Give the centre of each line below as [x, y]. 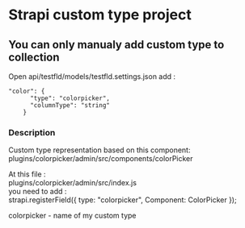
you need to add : [38, 192]
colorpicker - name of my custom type [72, 216]
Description [32, 132]
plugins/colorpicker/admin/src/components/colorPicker [101, 159]
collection [34, 57]
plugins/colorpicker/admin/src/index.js [73, 183]
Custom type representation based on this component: [99, 150]
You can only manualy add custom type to [116, 45]
